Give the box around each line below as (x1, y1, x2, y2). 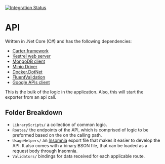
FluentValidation (12, 74, 45, 80)
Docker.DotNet (12, 69, 43, 75)
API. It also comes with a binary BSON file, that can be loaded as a (12, 142, 148, 148)
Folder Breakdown (5, 109, 63, 117)
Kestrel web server (12, 53, 51, 59)
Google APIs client (12, 79, 50, 85)
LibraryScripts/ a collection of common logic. (12, 122, 107, 127)
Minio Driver (12, 63, 38, 69)
